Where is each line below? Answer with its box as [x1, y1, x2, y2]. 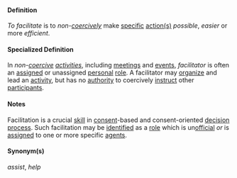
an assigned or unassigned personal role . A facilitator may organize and [7, 68, 218, 77]
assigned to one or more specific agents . [7, 130, 128, 139]
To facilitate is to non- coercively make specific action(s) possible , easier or [7, 21, 228, 30]
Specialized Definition [7, 45, 74, 53]
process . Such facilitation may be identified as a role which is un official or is [7, 123, 229, 131]
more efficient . [7, 29, 50, 38]
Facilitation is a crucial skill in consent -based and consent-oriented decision [7, 116, 230, 124]
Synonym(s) [7, 147, 45, 155]
